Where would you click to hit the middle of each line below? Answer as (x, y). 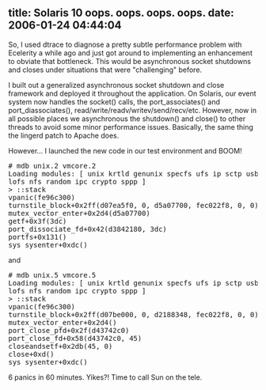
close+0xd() (31, 354)
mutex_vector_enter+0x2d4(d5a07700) (79, 213)
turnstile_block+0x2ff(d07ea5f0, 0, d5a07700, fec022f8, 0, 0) (133, 205)
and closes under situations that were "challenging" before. (105, 70)
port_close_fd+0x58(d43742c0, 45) (75, 338)
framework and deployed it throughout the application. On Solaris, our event (132, 93)
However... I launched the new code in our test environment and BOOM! (125, 150)
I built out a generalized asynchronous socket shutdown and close (116, 85)
